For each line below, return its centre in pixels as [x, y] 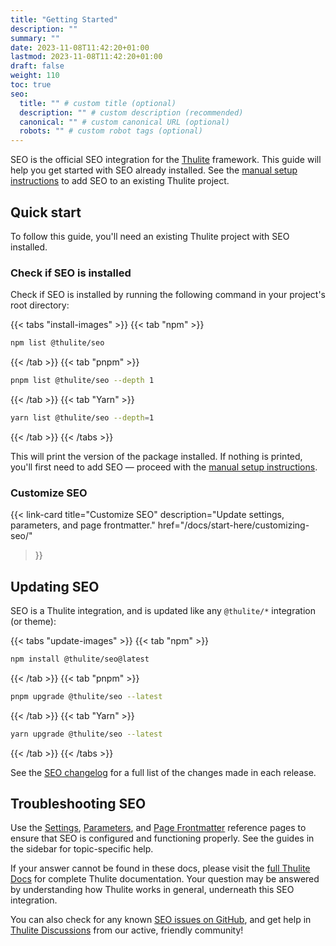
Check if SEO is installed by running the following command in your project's [168, 295]
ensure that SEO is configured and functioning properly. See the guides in [162, 838]
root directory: [40, 305]
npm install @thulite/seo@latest [80, 659]
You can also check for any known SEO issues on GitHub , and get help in [161, 920]
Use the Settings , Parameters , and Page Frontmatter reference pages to [158, 828]
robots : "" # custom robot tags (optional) [111, 131]
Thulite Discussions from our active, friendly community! [127, 930]
